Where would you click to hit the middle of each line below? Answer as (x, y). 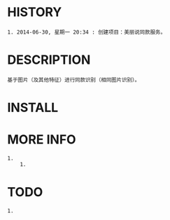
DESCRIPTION (49, 60)
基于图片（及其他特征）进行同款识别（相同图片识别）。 (74, 80)
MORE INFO (42, 140)
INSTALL (33, 108)
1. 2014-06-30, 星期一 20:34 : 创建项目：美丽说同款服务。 (87, 32)
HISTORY (35, 12)
